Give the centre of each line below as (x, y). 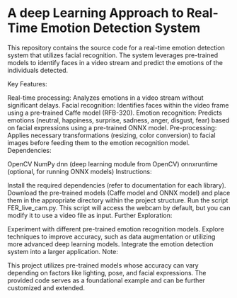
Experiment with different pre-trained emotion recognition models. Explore (116, 229)
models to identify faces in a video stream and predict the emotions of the (115, 62)
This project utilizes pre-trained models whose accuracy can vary (103, 265)
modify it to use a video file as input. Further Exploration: (90, 215)
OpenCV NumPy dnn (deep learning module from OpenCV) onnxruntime (112, 164)
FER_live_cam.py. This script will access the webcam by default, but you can (119, 207)
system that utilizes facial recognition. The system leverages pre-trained (113, 55)
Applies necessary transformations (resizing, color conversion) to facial (111, 135)
